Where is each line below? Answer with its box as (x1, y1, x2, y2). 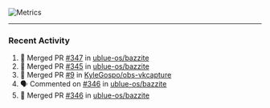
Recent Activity (8, 34, 71, 46)
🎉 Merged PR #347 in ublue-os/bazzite (19, 53, 149, 63)
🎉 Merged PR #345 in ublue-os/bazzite (19, 62, 150, 71)
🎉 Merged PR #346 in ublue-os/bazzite (19, 90, 150, 100)
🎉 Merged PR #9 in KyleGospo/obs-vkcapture (19, 70, 172, 80)
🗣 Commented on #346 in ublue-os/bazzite (19, 79, 167, 89)
